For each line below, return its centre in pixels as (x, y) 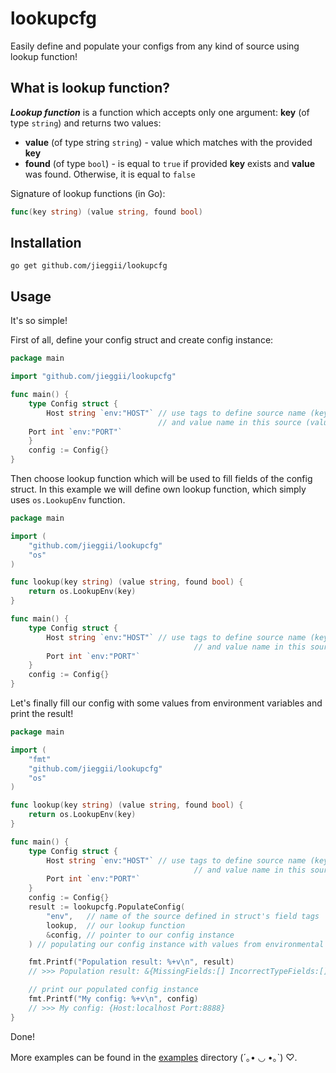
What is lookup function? (90, 88)
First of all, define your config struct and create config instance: (142, 340)
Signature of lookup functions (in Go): (88, 193)
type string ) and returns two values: (86, 123)
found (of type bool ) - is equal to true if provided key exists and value (170, 163)
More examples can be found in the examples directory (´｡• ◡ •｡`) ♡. (154, 1057)
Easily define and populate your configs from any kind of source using (155, 46)
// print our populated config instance (113, 990)
